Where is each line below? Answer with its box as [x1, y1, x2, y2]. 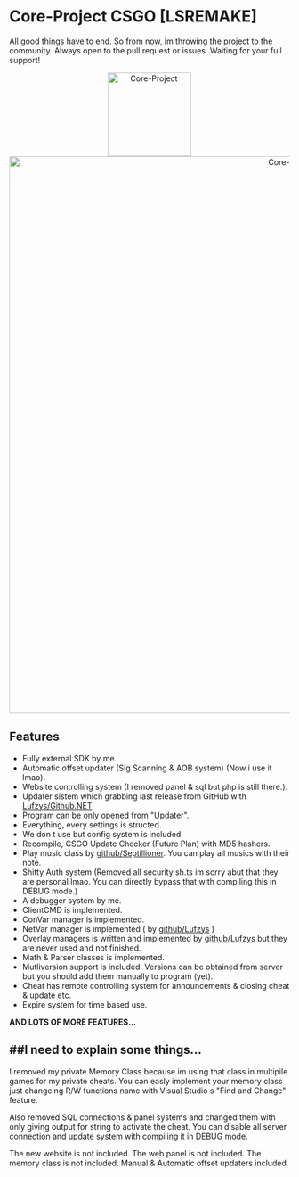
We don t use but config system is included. [21, 828, 184, 839]
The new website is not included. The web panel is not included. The [9, 1148, 262, 1158]
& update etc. [21, 990, 72, 1000]
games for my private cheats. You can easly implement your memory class [9, 1075, 283, 1086]
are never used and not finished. [21, 942, 141, 953]
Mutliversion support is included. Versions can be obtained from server [21, 961, 283, 972]
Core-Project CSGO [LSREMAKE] [9, 6, 258, 27]
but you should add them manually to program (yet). [21, 970, 214, 982]
